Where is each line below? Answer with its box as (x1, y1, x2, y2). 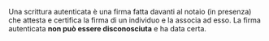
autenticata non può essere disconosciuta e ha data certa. (8, 24, 207, 33)
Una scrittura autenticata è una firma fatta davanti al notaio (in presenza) (8, 7, 252, 16)
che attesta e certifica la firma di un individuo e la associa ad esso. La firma (8, 15, 262, 25)
